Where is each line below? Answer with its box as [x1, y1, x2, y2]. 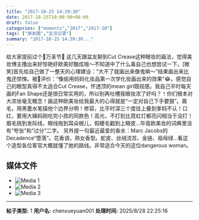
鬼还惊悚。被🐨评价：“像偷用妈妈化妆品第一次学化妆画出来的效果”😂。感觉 [6, 75, 187, 82]
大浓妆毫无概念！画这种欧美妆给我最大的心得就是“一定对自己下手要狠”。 [6, 98, 182, 104]
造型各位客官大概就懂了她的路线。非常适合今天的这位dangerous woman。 [11, 142, 192, 148]
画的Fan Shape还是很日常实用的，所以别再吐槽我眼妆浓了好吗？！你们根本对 [6, 90, 193, 97]
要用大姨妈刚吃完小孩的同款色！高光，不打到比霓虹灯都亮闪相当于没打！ [16, 112, 193, 119]
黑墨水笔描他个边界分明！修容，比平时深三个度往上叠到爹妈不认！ [21, 105, 182, 112]
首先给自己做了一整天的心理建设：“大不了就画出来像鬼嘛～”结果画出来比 [13, 68, 190, 75]
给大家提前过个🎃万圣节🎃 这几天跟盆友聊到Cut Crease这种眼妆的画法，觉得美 [6, 53, 192, 60]
